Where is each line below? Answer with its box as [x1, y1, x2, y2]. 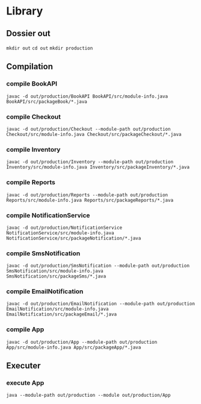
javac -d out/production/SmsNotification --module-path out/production [6, 263, 190, 269]
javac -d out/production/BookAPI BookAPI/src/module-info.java [6, 93, 169, 99]
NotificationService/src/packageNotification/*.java [6, 235, 141, 241]
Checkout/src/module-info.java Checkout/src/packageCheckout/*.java [6, 131, 182, 137]
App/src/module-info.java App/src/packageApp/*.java [6, 344, 141, 350]
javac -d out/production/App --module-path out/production [6, 339, 158, 345]
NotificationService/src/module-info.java [6, 230, 114, 236]
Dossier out [6, 28, 51, 39]
